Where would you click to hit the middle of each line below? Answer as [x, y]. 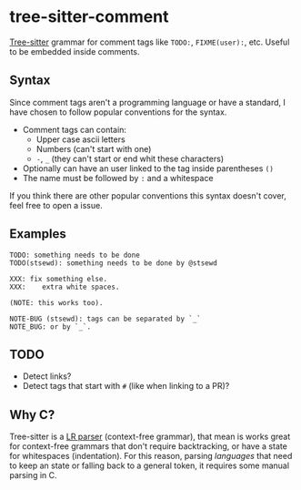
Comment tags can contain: [75, 129]
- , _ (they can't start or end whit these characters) [130, 158]
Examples [38, 234]
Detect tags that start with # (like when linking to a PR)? [126, 386]
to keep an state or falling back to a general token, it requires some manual [149, 465]
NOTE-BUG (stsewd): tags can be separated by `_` [105, 319]
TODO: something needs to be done [75, 255]
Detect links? [47, 376]
